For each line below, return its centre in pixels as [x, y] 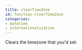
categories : [17, 19]
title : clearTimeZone [28, 10]
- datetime [16, 24]
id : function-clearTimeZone [34, 14]
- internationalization [30, 28]
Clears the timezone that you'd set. [41, 42]
